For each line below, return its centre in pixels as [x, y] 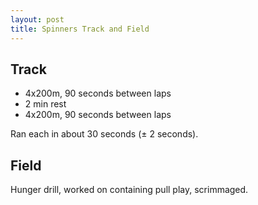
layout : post [37, 19]
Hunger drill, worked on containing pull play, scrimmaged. [129, 190]
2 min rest [45, 104]
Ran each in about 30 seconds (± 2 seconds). [104, 134]
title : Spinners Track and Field [80, 29]
